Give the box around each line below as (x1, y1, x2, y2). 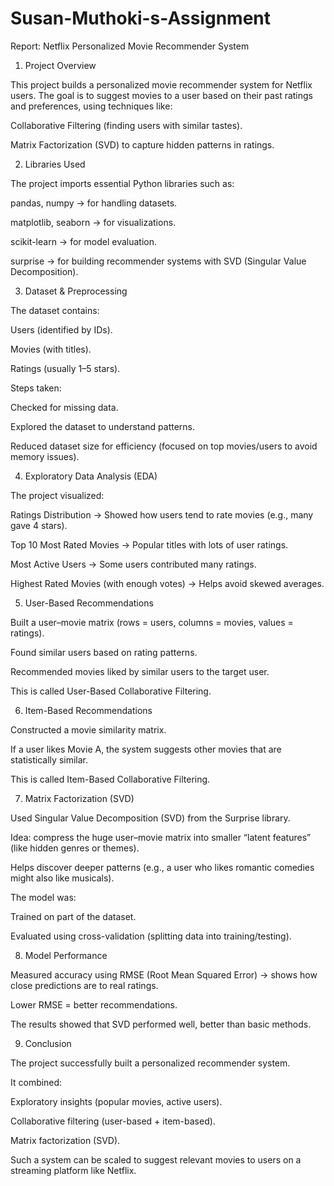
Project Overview (24, 59, 97, 71)
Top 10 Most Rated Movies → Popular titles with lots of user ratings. (10, 538, 289, 551)
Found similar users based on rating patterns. (10, 646, 198, 658)
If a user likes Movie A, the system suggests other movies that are (10, 743, 282, 755)
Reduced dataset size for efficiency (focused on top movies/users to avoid (10, 440, 318, 452)
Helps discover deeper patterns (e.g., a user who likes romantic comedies (10, 861, 315, 873)
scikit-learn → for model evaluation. (10, 235, 157, 247)
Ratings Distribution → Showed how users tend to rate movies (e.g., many (10, 508, 314, 521)
